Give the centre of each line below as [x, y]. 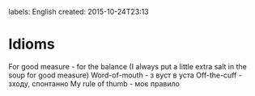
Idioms [32, 44]
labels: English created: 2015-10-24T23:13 [79, 12]
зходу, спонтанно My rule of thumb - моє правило [94, 83]
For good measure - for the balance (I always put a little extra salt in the [127, 66]
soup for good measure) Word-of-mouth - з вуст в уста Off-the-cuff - [125, 75]
